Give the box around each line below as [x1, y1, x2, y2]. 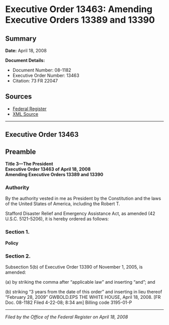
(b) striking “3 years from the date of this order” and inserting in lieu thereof [5, 288, 162, 295]
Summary [5, 34, 37, 43]
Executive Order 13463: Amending [5, 4, 152, 15]
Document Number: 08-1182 [12, 67, 71, 73]
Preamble [5, 147, 36, 156]
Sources [5, 92, 32, 101]
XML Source [12, 111, 39, 117]
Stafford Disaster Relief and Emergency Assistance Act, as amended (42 [5, 210, 155, 217]
